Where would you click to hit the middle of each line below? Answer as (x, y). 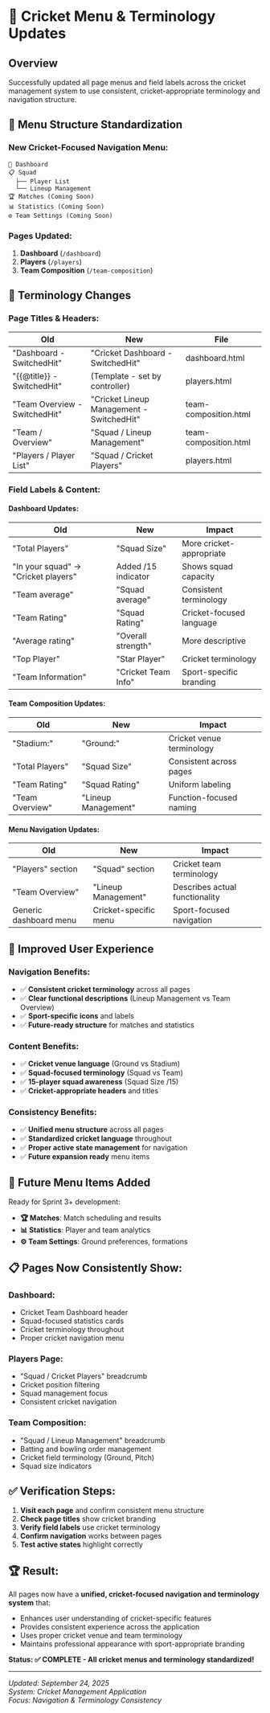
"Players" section (45, 869)
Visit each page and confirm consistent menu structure (112, 1510)
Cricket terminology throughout (72, 1329)
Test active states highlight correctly (81, 1545)
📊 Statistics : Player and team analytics (85, 1230)
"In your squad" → (47, 566)
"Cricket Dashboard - (131, 353)
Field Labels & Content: (55, 490)
